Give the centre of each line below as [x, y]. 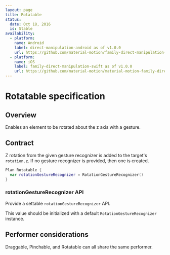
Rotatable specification [55, 96]
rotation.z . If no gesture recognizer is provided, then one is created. [77, 161]
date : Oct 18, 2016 [30, 24]
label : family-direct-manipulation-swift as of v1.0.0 [73, 66]
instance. [15, 218]
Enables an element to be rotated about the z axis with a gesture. [73, 127]
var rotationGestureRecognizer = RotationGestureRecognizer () [77, 175]
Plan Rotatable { [24, 170]
